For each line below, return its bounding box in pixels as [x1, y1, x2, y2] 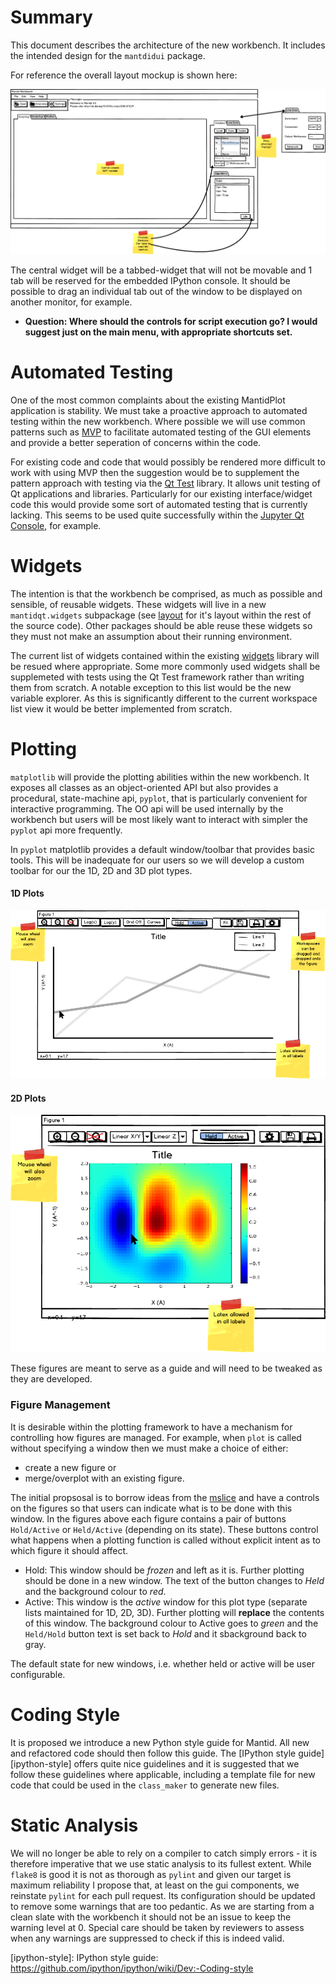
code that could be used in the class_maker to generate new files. [10, 1779, 280, 1791]
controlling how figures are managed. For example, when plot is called [10, 1431, 302, 1443]
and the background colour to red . [24, 1585, 167, 1597]
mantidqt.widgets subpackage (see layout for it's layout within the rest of [10, 609, 312, 621]
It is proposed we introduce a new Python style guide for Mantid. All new [10, 1736, 310, 1748]
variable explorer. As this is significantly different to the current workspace [10, 692, 318, 704]
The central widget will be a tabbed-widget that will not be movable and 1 [10, 264, 313, 276]
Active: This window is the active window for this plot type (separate [24, 1596, 308, 1608]
